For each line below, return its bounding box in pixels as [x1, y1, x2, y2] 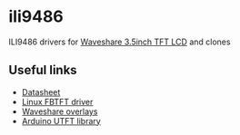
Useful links [8, 63, 78, 78]
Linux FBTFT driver [21, 96, 94, 107]
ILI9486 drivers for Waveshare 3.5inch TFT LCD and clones [8, 36, 231, 47]
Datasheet [21, 86, 61, 97]
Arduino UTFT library [21, 115, 101, 126]
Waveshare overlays [21, 106, 98, 117]
